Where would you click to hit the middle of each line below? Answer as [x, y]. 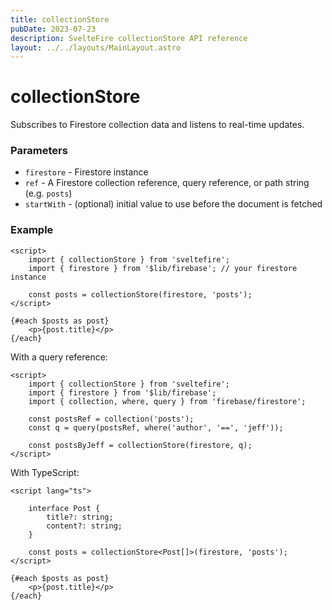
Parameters [39, 151]
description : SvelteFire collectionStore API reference [129, 38]
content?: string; [84, 526]
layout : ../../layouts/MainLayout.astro [96, 47]
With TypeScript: [45, 472]
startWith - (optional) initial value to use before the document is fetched [173, 204]
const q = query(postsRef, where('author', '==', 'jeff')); [156, 427]
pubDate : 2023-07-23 [53, 29]
